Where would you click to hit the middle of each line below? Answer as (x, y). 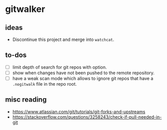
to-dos (16, 55)
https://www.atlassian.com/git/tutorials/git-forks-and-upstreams (79, 112)
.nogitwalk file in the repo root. (44, 84)
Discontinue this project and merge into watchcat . (63, 39)
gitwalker (25, 9)
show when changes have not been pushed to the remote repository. (83, 73)
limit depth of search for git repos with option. (59, 67)
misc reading (26, 100)
